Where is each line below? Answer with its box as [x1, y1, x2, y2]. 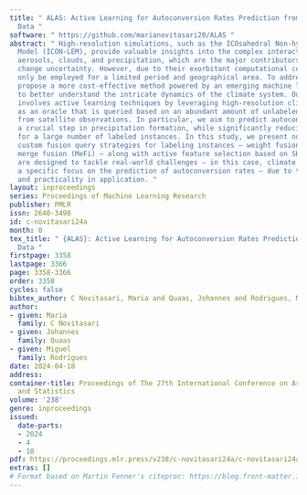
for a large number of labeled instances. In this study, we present [17, 132, 288, 142]
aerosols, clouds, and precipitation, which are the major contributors [17, 56, 301, 65]
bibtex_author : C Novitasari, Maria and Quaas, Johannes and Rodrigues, [9, 293, 292, 302]
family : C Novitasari [17, 319, 101, 329]
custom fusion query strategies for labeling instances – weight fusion [17, 141, 301, 150]
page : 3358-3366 [9, 269, 71, 278]
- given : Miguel [9, 344, 71, 353]
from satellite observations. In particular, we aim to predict [17, 115, 268, 124]
